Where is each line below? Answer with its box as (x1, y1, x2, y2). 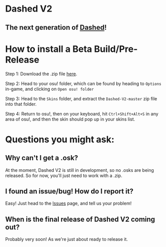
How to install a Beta (5, 43, 92, 54)
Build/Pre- (94, 43, 138, 54)
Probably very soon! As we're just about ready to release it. (5, 236, 128, 242)
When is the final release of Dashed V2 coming (5, 215, 155, 223)
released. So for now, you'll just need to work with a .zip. (5, 172, 122, 178)
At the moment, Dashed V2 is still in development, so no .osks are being (5, 167, 154, 173)
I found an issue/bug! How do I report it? (5, 187, 134, 196)
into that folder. (5, 101, 37, 107)
